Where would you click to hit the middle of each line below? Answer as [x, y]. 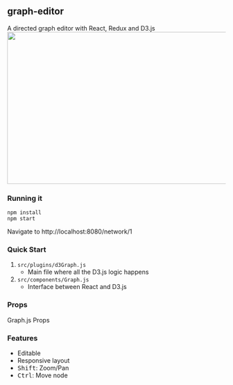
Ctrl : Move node [42, 375]
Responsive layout [43, 360]
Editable [29, 353]
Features [23, 338]
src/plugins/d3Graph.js [52, 265]
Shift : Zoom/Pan [43, 368]
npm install [24, 213]
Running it [25, 198]
